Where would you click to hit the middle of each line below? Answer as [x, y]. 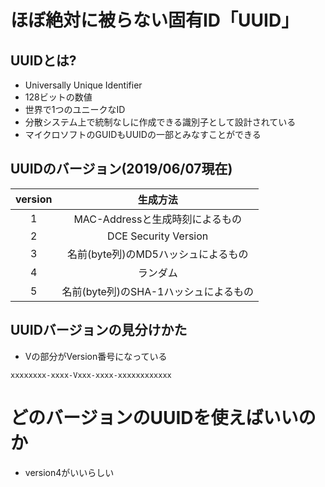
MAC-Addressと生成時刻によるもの [157, 219]
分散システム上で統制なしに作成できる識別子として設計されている [160, 122]
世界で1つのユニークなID [75, 109]
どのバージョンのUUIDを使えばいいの [163, 417]
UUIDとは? [43, 60]
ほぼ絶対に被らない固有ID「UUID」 [155, 20]
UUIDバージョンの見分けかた [99, 330]
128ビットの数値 [58, 97]
